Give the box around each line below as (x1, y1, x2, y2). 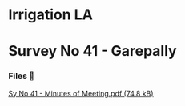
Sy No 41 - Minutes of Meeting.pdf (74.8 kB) (8, 88, 154, 98)
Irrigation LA (8, 6, 94, 24)
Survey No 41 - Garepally (8, 42, 178, 61)
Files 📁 (8, 70, 34, 81)
